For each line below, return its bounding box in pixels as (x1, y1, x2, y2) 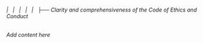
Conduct (6, 12, 29, 19)
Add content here (6, 31, 51, 39)
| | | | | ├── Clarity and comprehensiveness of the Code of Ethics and (6, 6, 197, 13)
